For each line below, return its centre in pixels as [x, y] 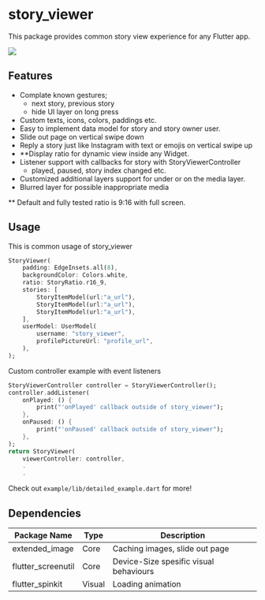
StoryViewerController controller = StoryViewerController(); [112, 385]
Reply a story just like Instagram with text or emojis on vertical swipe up [136, 145]
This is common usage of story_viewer [70, 246]
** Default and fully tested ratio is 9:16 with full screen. [97, 202]
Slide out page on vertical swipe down [82, 136]
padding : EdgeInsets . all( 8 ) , [70, 268]
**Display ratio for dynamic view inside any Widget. [104, 153]
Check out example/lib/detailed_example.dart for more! [100, 488]
